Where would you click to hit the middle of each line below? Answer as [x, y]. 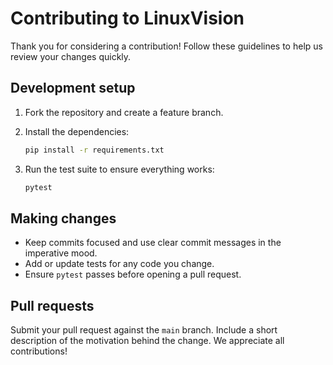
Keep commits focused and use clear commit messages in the [153, 243]
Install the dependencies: [77, 131]
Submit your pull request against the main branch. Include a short [144, 330]
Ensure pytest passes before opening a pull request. [133, 274]
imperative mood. [61, 253]
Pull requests [52, 305]
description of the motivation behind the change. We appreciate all [147, 341]
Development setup [73, 88]
